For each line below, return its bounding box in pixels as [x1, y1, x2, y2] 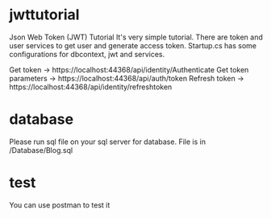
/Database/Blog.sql [9, 145, 73, 154]
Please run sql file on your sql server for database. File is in [9, 137, 206, 146]
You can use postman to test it [9, 199, 110, 210]
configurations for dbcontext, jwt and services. [9, 49, 165, 59]
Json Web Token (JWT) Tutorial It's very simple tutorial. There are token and [9, 32, 263, 42]
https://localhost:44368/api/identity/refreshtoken [9, 82, 173, 92]
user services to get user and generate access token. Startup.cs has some [9, 40, 257, 50]
